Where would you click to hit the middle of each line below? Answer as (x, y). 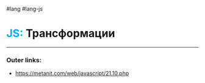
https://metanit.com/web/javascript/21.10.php (72, 73)
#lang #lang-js (25, 9)
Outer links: (24, 60)
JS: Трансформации (61, 34)
